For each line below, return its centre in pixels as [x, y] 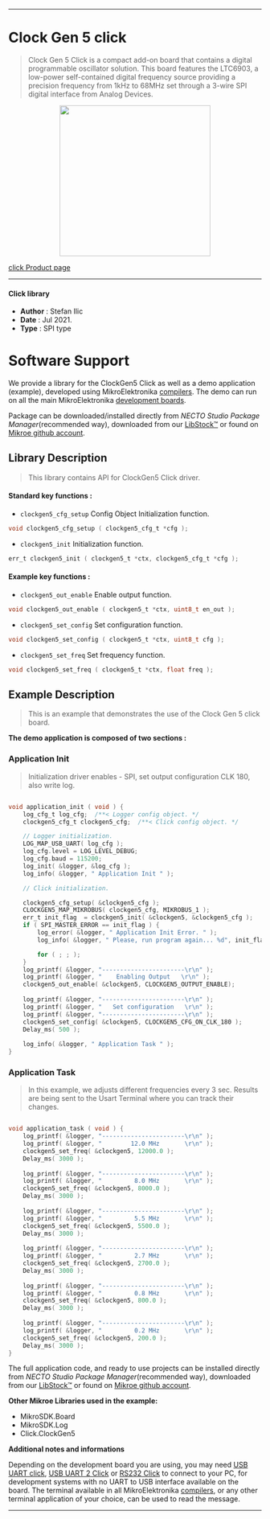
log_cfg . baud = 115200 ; [63, 859]
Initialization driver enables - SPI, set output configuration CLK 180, [139, 776]
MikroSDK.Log [44, 1425]
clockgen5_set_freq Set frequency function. [92, 655]
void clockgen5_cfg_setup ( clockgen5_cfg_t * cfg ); [98, 529]
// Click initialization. [66, 888]
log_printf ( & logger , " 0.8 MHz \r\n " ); [119, 1293]
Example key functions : [49, 577]
